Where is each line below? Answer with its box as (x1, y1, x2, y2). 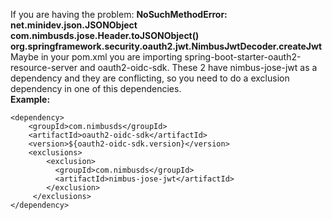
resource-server (10, 62, 78, 73)
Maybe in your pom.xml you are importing (10, 51, 183, 63)
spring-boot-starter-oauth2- (184, 51, 302, 63)
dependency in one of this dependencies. (10, 83, 182, 94)
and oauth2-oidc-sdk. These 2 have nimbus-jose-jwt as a (79, 62, 318, 73)
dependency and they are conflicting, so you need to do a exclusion (10, 72, 290, 84)
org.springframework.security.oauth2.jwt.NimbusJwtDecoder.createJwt (10, 40, 323, 52)
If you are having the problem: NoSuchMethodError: (10, 9, 228, 20)
